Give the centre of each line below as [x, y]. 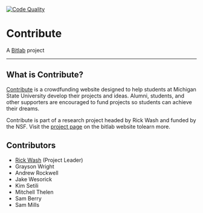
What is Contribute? [45, 75]
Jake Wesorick [34, 179]
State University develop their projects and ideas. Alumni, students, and [95, 96]
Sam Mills [27, 205]
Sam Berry [28, 198]
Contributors [31, 145]
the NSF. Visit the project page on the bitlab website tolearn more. [89, 126]
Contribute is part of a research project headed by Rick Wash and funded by [101, 120]
